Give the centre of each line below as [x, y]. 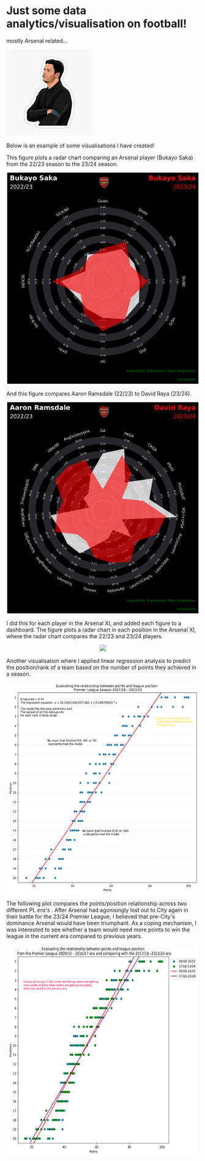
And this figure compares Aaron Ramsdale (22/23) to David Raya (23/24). [99, 393]
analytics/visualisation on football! [97, 24]
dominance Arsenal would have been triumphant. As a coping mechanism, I [102, 923]
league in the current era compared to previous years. [74, 936]
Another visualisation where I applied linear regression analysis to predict [99, 660]
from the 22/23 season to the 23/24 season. [62, 164]
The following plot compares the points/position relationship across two [97, 903]
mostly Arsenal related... [37, 41]
